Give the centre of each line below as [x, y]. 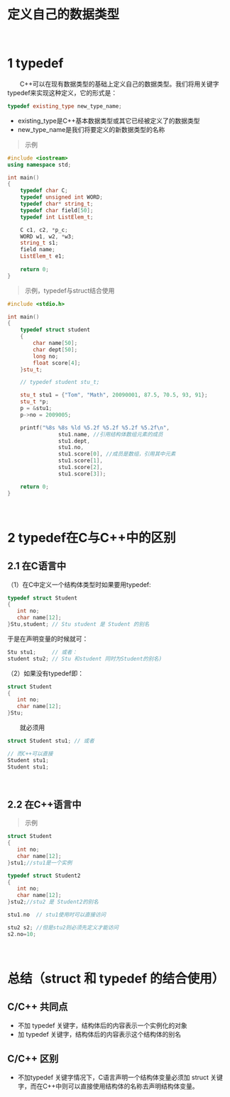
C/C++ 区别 [33, 1059]
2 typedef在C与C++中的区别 [92, 538]
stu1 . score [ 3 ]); [82, 474]
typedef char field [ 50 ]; [57, 210]
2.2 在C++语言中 [44, 804]
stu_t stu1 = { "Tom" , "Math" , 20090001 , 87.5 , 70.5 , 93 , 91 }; [114, 395]
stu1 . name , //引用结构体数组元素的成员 [110, 434]
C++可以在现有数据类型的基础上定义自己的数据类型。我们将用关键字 [120, 84]
